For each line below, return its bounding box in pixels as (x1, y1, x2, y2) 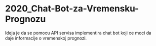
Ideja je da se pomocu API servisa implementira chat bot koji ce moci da (5, 30, 152, 36)
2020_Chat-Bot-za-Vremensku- (5, 3, 139, 14)
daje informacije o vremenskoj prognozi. (5, 35, 87, 41)
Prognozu (5, 13, 46, 25)
